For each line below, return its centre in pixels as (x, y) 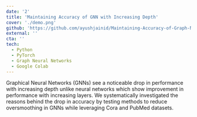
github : (16, 28)
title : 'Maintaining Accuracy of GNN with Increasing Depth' (82, 17)
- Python (22, 50)
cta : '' (16, 39)
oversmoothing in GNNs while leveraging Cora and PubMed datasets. (90, 108)
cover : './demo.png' (31, 22)
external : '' (22, 34)
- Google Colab (30, 66)
